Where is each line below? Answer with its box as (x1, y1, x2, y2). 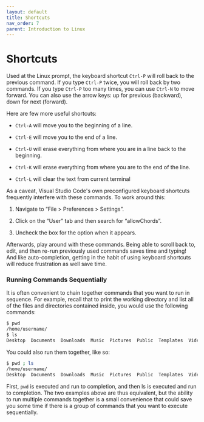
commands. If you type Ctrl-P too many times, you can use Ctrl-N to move (6, 85, 195, 93)
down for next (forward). (6, 98, 68, 105)
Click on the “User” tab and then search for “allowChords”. (15, 217, 162, 225)
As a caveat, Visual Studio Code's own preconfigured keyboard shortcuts (6, 187, 190, 195)
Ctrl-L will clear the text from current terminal (15, 175, 131, 183)
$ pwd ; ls (6, 360, 34, 366)
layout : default (6, 9, 47, 15)
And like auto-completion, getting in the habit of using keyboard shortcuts (6, 254, 191, 261)
